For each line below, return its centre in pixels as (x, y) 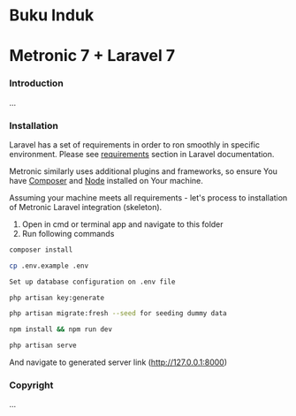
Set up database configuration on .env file (92, 282)
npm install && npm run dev (61, 329)
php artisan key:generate (57, 298)
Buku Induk (52, 15)
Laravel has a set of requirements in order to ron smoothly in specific (135, 144)
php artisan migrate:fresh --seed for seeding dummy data (118, 314)
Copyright (31, 385)
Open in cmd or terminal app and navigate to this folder (122, 224)
